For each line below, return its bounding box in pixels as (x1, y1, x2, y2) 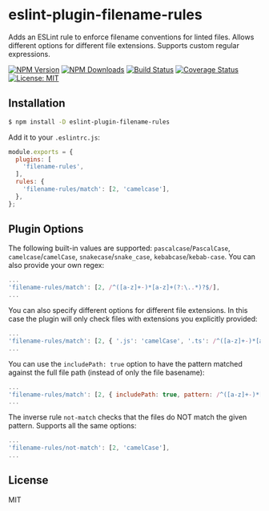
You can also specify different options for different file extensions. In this (8, 306, 248, 315)
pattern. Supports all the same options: (8, 421, 137, 431)
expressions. (8, 49, 50, 59)
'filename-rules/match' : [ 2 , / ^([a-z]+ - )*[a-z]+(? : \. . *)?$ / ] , (8, 283, 220, 292)
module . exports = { (8, 148, 74, 156)
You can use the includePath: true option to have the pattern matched (8, 359, 243, 368)
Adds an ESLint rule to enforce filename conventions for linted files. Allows (8, 32, 255, 42)
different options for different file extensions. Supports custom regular (8, 40, 240, 50)
